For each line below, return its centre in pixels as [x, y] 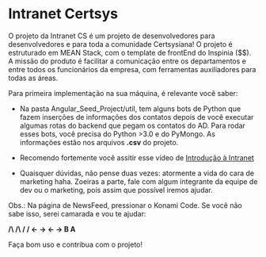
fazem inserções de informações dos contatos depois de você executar [137, 117]
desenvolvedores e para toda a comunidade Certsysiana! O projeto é [120, 44]
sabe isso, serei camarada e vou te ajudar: [77, 213]
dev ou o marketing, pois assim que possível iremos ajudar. [116, 190]
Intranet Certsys [63, 14]
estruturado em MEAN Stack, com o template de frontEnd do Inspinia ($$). [130, 52]
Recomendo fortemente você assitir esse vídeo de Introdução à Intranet [137, 157]
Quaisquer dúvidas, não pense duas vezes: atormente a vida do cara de [137, 173]
